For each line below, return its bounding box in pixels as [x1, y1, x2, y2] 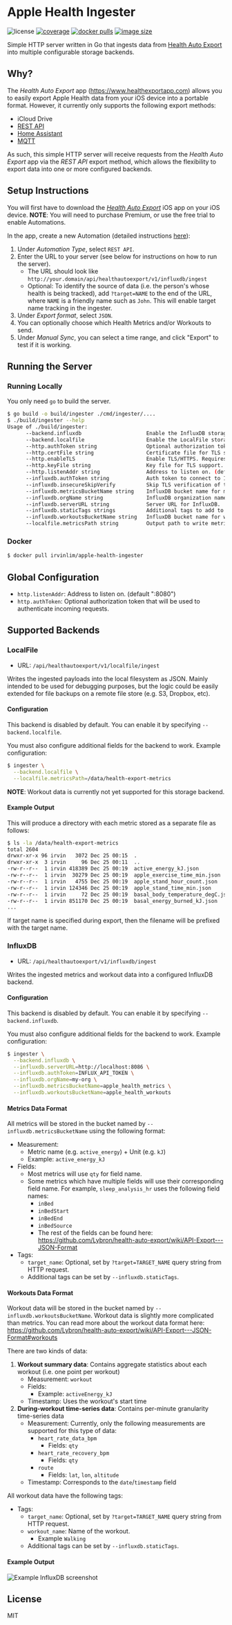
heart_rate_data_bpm [37, 1435, 97, 1442]
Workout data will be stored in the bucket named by [7, 1304, 154, 1312]
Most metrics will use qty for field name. [27, 1170, 143, 1178]
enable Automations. [7, 218, 66, 226]
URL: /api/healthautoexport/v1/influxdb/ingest [17, 957, 157, 965]
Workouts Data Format [7, 1288, 74, 1297]
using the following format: [89, 1127, 166, 1135]
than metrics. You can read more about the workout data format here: [7, 1319, 205, 1327]
